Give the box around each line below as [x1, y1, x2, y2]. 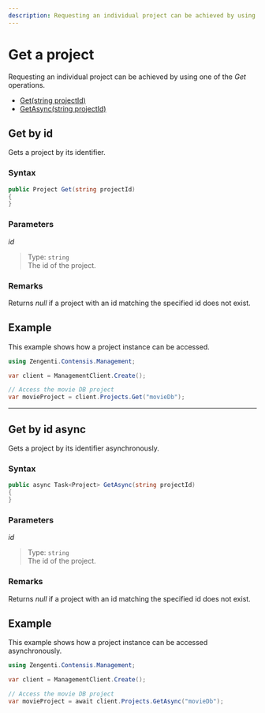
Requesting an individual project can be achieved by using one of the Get [8, 72, 247, 81]
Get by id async [8, 422, 87, 436]
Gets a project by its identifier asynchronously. [8, 443, 160, 453]
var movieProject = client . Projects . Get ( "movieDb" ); [8, 393, 185, 402]
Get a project [8, 45, 95, 63]
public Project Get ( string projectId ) [8, 185, 136, 194]
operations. [8, 80, 46, 89]
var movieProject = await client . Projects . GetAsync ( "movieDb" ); [8, 697, 224, 705]
